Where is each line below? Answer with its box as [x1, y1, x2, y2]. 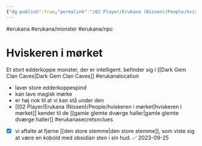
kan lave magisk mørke [14, 90, 73, 98]
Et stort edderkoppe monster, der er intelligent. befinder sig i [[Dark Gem [6, 66, 186, 73]
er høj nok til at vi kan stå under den [14, 96, 104, 104]
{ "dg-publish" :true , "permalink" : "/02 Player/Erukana [6, 8, 141, 15]
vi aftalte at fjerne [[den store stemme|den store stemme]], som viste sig [14, 127, 195, 135]
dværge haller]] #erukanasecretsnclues [14, 115, 113, 123]
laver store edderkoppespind [14, 84, 87, 91]
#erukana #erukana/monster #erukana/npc [6, 25, 113, 32]
